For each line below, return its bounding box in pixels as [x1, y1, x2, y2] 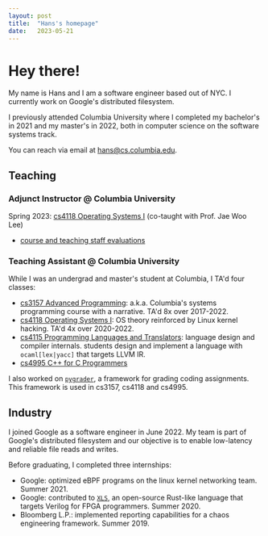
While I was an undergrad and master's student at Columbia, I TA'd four [8, 274, 245, 283]
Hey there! [8, 61, 80, 80]
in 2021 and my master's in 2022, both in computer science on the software [8, 121, 259, 131]
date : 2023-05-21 [8, 27, 74, 35]
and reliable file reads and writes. [8, 445, 119, 454]
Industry [8, 405, 52, 420]
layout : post [8, 11, 52, 20]
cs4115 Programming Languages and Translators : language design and [19, 333, 255, 342]
